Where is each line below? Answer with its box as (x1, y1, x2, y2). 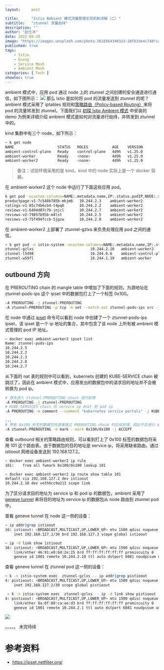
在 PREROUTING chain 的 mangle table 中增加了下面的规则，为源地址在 (5, 285, 148, 290)
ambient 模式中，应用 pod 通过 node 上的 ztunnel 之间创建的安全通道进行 (5, 89, 153, 95)
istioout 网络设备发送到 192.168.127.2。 (5, 449, 82, 455)
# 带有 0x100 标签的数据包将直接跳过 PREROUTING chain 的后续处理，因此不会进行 (5, 422, 155, 428)
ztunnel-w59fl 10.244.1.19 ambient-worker (5, 256, 152, 261)
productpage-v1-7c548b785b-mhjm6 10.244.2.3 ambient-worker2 (5, 199, 143, 204)
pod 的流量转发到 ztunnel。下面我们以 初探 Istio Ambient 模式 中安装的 (5, 107, 147, 113)
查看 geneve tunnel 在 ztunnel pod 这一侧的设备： (5, 564, 105, 570)
